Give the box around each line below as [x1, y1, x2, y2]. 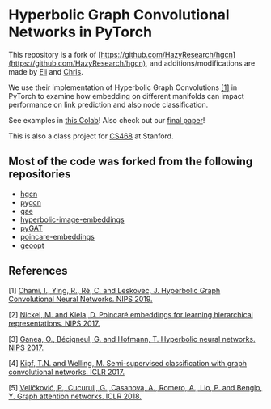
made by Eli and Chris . [8, 66, 83, 76]
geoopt [19, 241, 44, 250]
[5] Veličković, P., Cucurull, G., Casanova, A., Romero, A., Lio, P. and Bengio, [8, 382, 263, 392]
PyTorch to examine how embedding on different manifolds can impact [8, 91, 244, 100]
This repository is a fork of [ [8, 49, 101, 59]
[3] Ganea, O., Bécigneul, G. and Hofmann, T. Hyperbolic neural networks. [8, 334, 256, 343]
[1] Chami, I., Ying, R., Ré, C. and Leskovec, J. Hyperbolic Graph [8, 285, 221, 295]
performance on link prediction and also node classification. [8, 100, 209, 109]
